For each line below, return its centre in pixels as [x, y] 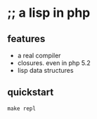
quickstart [31, 92]
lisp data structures [45, 70]
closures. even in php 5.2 [54, 63]
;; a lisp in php [49, 13]
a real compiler [39, 55]
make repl [22, 108]
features [26, 39]
